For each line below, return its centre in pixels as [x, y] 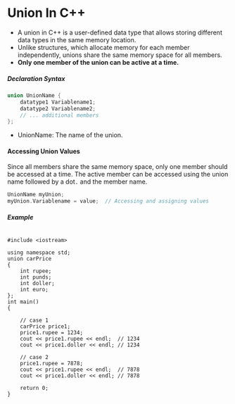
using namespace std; [39, 253]
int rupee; [36, 271]
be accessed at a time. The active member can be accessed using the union [118, 175]
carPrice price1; [45, 327]
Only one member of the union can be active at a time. [98, 62]
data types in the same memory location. [77, 39]
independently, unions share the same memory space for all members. [120, 55]
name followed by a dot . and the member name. [77, 182]
